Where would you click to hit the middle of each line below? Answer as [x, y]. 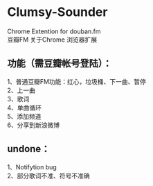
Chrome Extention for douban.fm [54, 31]
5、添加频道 [24, 116]
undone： [29, 149]
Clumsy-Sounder [57, 12]
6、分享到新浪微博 [34, 125]
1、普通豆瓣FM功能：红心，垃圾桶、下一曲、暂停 [77, 81]
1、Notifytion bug [32, 167]
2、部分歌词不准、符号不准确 [48, 176]
